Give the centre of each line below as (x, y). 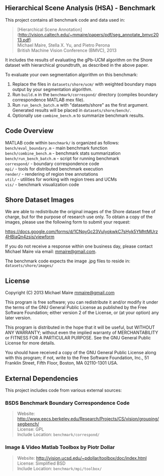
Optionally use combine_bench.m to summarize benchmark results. (78, 115)
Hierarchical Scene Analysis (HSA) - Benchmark (80, 8)
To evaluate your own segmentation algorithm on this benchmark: (71, 74)
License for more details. (30, 343)
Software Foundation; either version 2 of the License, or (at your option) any (82, 313)
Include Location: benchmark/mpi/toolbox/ (59, 468)
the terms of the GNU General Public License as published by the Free (76, 308)
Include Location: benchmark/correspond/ (58, 435)
